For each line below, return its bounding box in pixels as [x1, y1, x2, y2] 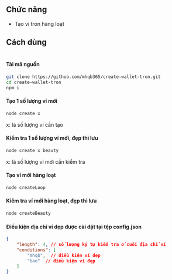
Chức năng [6, 5, 47, 15]
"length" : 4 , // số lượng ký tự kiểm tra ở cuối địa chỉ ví [16, 242, 167, 248]
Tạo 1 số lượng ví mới [6, 97, 57, 104]
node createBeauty [6, 211, 51, 217]
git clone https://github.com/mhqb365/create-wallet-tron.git [6, 74, 161, 80]
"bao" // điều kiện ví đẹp [27, 258, 95, 264]
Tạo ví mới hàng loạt [6, 171, 56, 178]
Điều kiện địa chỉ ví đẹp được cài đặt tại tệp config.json [6, 223, 142, 230]
